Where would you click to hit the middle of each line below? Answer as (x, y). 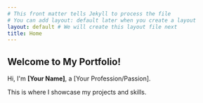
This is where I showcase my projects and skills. (77, 92)
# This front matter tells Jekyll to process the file (89, 14)
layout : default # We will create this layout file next (92, 27)
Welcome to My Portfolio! (64, 61)
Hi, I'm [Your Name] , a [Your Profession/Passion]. (79, 78)
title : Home (25, 33)
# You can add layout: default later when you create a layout (102, 20)
